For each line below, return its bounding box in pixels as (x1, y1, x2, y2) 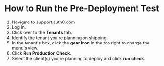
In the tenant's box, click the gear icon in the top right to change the (11, 40, 150, 45)
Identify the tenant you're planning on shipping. (11, 35, 108, 41)
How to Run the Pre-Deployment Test (4, 3, 159, 14)
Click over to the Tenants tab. (11, 29, 72, 35)
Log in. (11, 24, 26, 30)
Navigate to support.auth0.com (11, 19, 75, 25)
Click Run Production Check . (11, 50, 72, 56)
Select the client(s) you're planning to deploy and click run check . (11, 55, 146, 61)
